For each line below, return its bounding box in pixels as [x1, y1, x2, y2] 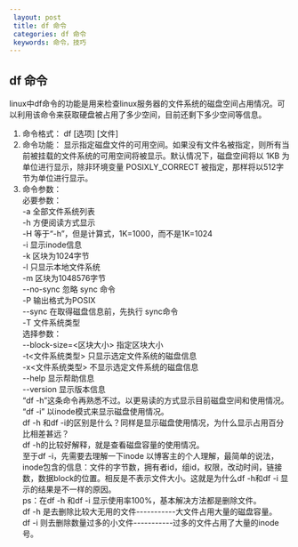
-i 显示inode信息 [21, 239, 83, 250]
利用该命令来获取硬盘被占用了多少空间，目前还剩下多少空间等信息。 [16, 109, 267, 120]
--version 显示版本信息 [21, 384, 107, 395]
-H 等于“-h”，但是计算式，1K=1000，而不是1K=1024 [21, 229, 213, 239]
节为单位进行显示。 [21, 173, 93, 183]
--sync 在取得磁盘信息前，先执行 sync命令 [21, 306, 179, 317]
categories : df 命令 [12, 29, 87, 38]
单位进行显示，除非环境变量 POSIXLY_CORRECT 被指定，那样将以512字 [21, 162, 285, 173]
